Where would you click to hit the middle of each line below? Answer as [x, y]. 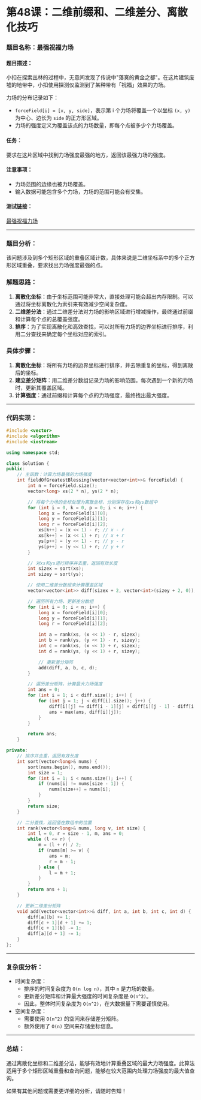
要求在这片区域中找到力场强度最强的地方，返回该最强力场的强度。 [87, 155]
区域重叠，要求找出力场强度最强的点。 [58, 265]
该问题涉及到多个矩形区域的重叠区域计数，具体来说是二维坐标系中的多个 [95, 258]
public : [16, 469]
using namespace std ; [33, 453]
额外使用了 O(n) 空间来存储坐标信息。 [70, 1026]
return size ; [44, 806]
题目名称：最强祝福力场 [40, 47]
